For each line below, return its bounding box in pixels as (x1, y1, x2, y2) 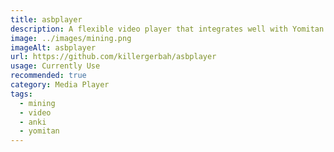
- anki (19, 117, 47, 127)
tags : (10, 89, 33, 99)
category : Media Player (10, 80, 110, 90)
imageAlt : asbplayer (10, 42, 97, 53)
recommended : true (10, 71, 87, 81)
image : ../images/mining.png (10, 33, 132, 43)
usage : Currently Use (10, 61, 101, 71)
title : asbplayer (10, 14, 83, 25)
